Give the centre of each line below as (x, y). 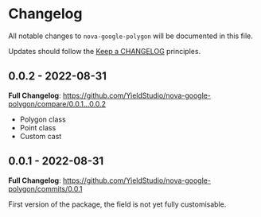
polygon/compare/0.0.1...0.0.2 (57, 103)
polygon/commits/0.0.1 (45, 188)
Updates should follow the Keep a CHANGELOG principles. (105, 51)
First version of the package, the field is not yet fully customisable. (117, 204)
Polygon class (43, 119)
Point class (38, 127)
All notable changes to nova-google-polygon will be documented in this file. (130, 36)
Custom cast (41, 136)
